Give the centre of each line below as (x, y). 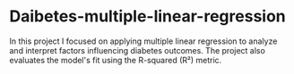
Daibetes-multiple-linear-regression (148, 16)
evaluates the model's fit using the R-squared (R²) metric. (116, 60)
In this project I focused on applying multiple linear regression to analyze (143, 41)
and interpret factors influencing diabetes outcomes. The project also (138, 50)
